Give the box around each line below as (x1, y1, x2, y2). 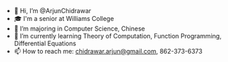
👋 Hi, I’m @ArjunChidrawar (13, 7, 91, 15)
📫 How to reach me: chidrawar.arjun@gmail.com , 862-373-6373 (13, 47, 203, 55)
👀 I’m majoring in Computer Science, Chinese (13, 24, 145, 33)
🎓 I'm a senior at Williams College (13, 15, 114, 22)
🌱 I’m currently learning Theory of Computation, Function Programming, (13, 32, 222, 40)
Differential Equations (13, 39, 76, 47)
